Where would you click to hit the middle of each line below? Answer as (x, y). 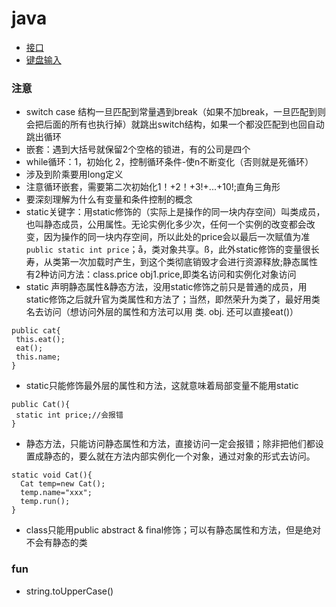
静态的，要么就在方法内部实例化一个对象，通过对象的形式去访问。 (179, 456)
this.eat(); (40, 340)
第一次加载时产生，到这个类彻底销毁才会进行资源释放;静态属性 (189, 262)
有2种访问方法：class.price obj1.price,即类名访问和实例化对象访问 (161, 274)
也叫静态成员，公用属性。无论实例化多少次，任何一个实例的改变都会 (166, 224)
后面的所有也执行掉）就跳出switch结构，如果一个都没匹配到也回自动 (184, 124)
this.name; (38, 357)
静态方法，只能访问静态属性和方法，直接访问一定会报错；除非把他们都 (170, 444)
